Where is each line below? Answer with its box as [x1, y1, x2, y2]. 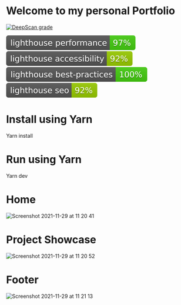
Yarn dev [6, 172, 28, 179]
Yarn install [6, 132, 33, 139]
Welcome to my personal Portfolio [6, 4, 175, 18]
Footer [6, 273, 39, 286]
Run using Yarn [6, 153, 82, 166]
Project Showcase [6, 233, 96, 246]
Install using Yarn [6, 113, 93, 126]
